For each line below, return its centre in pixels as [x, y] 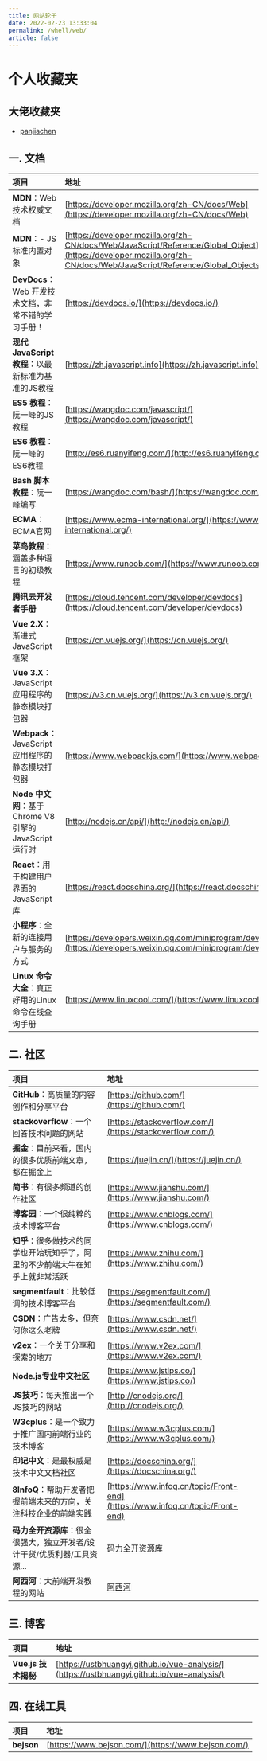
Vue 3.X [28, 673]
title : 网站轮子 [33, 16]
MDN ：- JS [35, 239]
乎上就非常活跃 [41, 1276]
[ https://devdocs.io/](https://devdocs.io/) [141, 303]
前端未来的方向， [52, 1501]
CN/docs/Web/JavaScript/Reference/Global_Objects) [164, 265]
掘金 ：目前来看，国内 [52, 1148]
